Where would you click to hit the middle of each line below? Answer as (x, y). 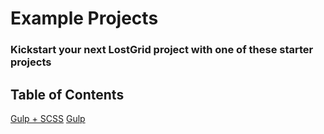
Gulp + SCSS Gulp (48, 118)
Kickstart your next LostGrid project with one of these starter (162, 50)
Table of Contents (67, 94)
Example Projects (84, 18)
